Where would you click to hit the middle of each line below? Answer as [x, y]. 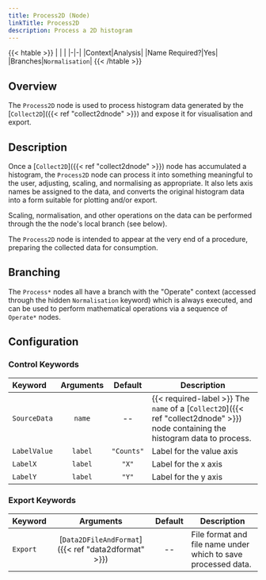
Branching [34, 273]
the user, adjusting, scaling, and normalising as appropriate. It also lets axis [131, 183]
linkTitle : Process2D [44, 23]
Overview [33, 86]
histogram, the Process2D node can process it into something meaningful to [131, 175]
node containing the [189, 428]
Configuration [44, 342]
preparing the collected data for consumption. [83, 248]
